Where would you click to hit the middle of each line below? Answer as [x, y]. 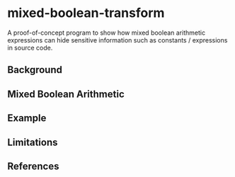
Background [35, 70]
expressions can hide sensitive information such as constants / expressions [117, 40]
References [33, 166]
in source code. [30, 47]
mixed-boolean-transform [86, 13]
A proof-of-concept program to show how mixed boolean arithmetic [107, 33]
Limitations [33, 142]
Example [27, 118]
